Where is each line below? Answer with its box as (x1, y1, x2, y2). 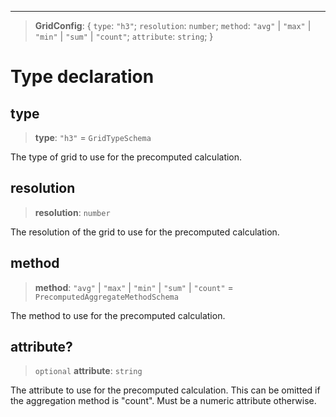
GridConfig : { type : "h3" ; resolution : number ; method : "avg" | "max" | (34, 20, 312, 31)
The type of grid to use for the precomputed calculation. (10, 151, 243, 163)
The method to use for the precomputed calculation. (10, 309, 226, 321)
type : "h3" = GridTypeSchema (34, 132, 152, 143)
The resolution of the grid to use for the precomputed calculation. (10, 226, 280, 238)
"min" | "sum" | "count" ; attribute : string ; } (34, 31, 214, 42)
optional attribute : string (34, 365, 143, 377)
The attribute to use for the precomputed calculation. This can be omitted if (10, 384, 321, 396)
